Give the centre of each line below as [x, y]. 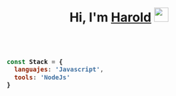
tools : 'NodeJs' [42, 77]
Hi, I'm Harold [110, 17]
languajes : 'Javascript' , [59, 70]
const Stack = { [35, 62]
